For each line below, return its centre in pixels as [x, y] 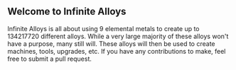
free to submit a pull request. [50, 59]
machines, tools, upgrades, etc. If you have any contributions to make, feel [117, 51]
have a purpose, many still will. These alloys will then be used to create [111, 43]
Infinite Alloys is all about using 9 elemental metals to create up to [104, 28]
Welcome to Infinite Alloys [67, 12]
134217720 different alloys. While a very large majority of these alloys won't [118, 36]
